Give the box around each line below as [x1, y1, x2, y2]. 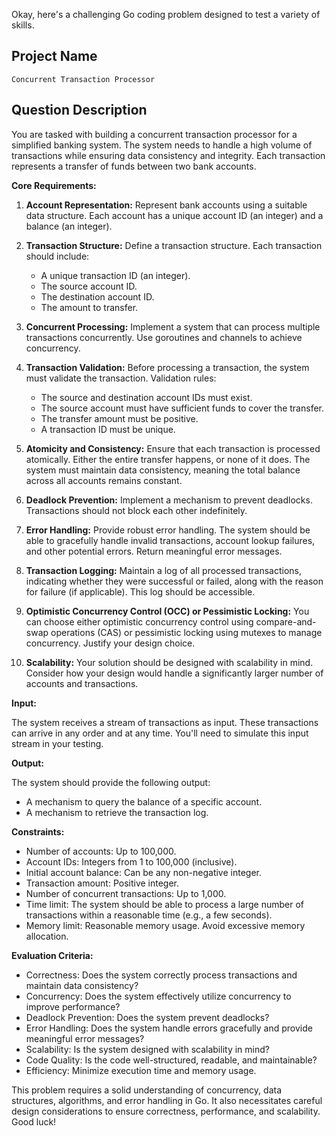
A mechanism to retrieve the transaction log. [25, 806, 209, 818]
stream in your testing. [11, 737, 104, 749]
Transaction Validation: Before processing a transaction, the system [25, 361, 310, 373]
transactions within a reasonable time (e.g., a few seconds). [25, 909, 273, 921]
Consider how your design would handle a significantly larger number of [25, 667, 324, 679]
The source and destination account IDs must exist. [40, 391, 253, 403]
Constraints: [11, 825, 65, 838]
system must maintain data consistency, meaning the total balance [25, 464, 301, 476]
